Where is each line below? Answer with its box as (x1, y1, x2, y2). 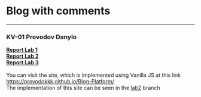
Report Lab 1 (6, 46, 38, 54)
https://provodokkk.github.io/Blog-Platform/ (6, 78, 115, 85)
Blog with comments (6, 4, 111, 18)
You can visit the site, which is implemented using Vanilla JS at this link (6, 71, 181, 79)
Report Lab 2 (6, 52, 39, 60)
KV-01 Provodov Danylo (6, 33, 77, 41)
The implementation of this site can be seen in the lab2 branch (6, 85, 160, 92)
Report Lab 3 (6, 59, 39, 66)
